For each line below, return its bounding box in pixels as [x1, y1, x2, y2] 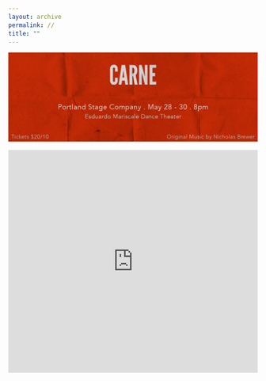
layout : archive [8, 13, 62, 21]
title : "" [8, 29, 41, 37]
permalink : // [8, 21, 55, 29]
